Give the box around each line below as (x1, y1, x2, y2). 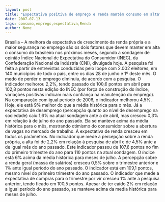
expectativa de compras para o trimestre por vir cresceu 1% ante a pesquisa (5, 176, 160, 182)
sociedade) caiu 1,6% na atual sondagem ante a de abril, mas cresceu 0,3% (5, 113, 159, 119)
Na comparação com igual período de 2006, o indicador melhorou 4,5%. (5, 97, 152, 103)
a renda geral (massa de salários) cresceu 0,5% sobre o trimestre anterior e (5, 160, 159, 166)
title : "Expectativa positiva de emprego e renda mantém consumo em (5, 12, 148, 17)
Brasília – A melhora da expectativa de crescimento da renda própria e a (5, 39, 151, 45)
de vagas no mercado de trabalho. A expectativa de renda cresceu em (5, 128, 148, 134)
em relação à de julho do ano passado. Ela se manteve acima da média (5, 118, 149, 124)
